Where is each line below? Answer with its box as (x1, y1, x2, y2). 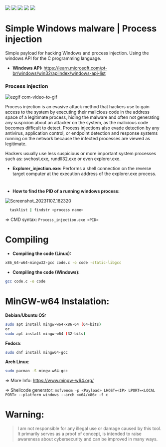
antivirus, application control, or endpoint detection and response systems (5, 130, 158, 136)
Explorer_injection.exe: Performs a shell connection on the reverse (12, 166, 152, 172)
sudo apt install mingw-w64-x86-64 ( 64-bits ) (5, 322, 101, 327)
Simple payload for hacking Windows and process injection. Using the (5, 50, 149, 56)
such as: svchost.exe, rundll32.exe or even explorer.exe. (5, 156, 121, 162)
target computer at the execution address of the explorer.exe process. (12, 171, 157, 177)
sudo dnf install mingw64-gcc (5, 350, 68, 355)
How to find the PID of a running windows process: (12, 188, 120, 194)
